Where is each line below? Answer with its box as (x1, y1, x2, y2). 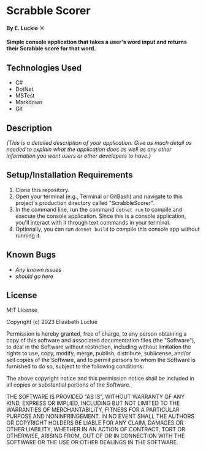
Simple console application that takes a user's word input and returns (6, 38, 187, 46)
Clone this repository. (15, 186, 70, 193)
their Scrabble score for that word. (6, 45, 96, 52)
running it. (15, 231, 42, 239)
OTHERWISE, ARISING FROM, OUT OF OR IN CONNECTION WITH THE (6, 432, 185, 439)
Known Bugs (6, 250, 56, 260)
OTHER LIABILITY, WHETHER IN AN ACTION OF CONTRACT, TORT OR (6, 426, 185, 433)
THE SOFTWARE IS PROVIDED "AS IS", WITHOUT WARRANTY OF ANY (6, 393, 185, 401)
